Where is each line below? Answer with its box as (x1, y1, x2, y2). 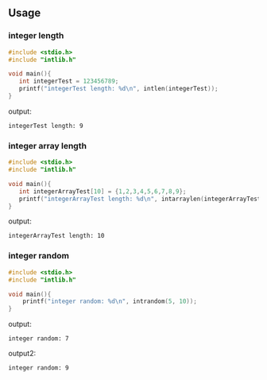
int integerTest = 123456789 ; (18, 77, 119, 86)
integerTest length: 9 (8, 122, 83, 130)
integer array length (8, 140, 87, 151)
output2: (8, 349, 37, 359)
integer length (8, 30, 64, 41)
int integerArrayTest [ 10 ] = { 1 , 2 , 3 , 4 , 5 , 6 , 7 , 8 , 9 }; (18, 187, 187, 196)
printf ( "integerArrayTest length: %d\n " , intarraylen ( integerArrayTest (18, 195, 261, 203)
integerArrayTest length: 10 (8, 232, 105, 240)
